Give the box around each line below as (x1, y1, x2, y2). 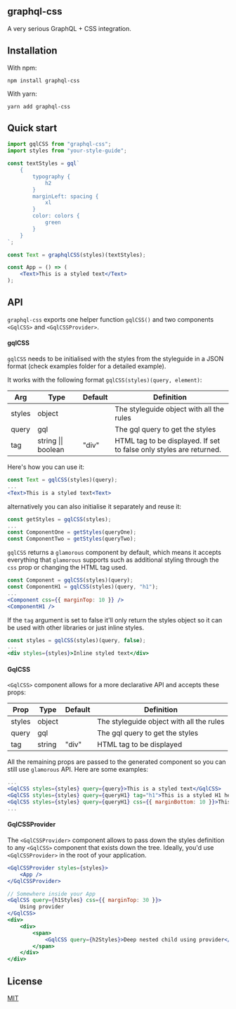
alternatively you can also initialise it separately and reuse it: (7, 502, 181, 510)
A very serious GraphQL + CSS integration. (7, 24, 131, 32)
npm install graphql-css (7, 77, 80, 84)
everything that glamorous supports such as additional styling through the (7, 556, 219, 564)
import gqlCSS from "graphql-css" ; (7, 141, 112, 148)
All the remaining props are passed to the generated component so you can (7, 758, 226, 766)
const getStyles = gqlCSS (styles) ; (7, 515, 112, 523)
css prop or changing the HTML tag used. (7, 563, 128, 572)
